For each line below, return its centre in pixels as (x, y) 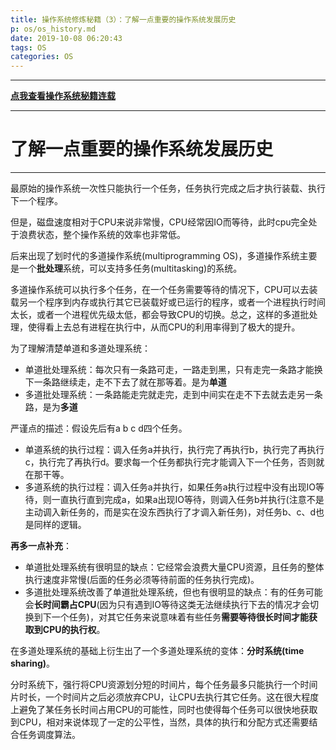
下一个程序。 (36, 201)
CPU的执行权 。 (74, 630)
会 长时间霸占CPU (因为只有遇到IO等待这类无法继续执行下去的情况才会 (167, 605)
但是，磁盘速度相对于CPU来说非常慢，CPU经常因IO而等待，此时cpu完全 (159, 222)
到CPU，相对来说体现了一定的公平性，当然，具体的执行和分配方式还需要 (160, 722)
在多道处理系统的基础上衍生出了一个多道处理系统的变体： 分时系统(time (157, 651)
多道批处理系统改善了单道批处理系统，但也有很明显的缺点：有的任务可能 (173, 592)
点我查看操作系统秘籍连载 (63, 96)
